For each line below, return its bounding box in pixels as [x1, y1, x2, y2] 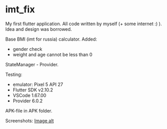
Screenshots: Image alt [5, 117, 54, 124]
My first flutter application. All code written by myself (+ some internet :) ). [5, 21, 162, 27]
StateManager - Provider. [5, 61, 59, 67]
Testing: [5, 71, 23, 78]
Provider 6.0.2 [12, 98, 43, 104]
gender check [12, 46, 43, 52]
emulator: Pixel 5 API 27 [12, 81, 63, 87]
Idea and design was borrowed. [5, 26, 72, 32]
